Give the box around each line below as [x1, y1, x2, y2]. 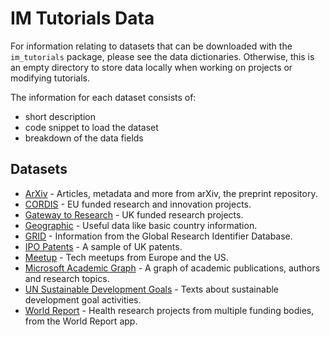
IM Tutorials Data [10, 7, 155, 30]
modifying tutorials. [10, 72, 91, 84]
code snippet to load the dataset [24, 121, 159, 133]
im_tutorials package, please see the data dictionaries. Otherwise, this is [10, 50, 315, 62]
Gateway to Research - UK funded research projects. [24, 208, 244, 221]
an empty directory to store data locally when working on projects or [10, 61, 293, 73]
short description [24, 110, 96, 122]
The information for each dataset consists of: [10, 91, 197, 103]
